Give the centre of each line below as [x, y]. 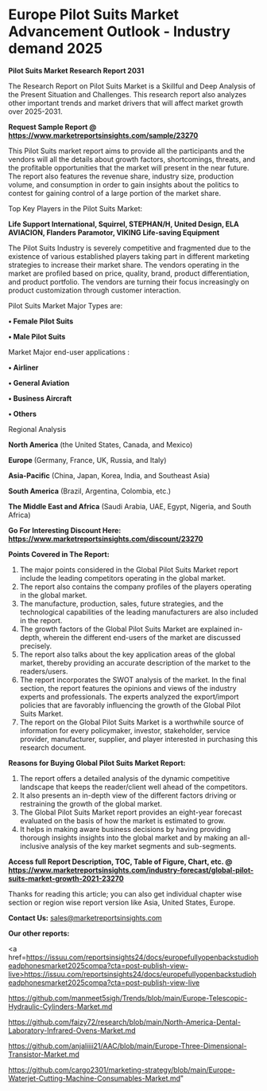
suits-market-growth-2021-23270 [66, 878]
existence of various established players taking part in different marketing [129, 256]
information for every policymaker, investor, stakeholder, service [125, 730]
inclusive [34, 846]
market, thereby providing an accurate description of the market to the [135, 662]
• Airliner [23, 367]
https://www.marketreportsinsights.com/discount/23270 [106, 539]
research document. [53, 748]
